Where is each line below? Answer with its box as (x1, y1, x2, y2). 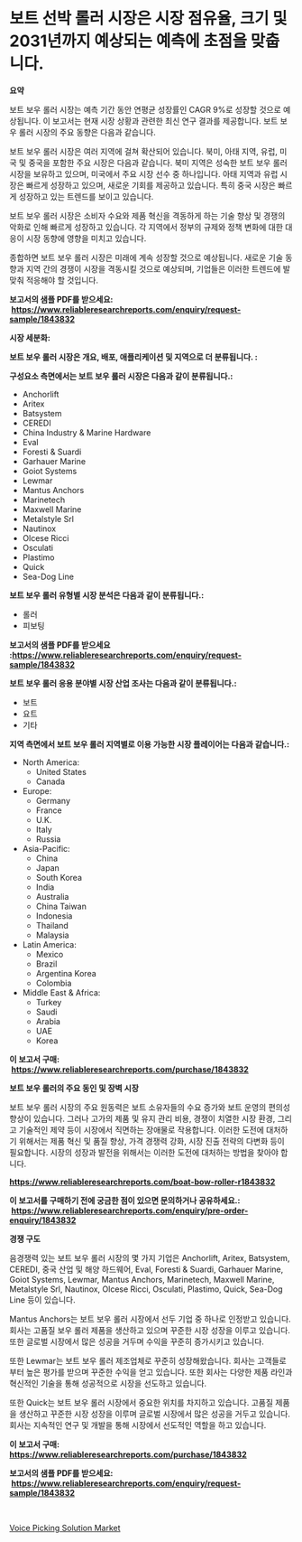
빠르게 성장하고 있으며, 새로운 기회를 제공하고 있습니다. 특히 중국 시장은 (25, 180, 277, 191)
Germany (35, 795, 70, 806)
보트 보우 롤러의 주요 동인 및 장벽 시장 (9, 1082, 140, 1093)
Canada (35, 776, 66, 787)
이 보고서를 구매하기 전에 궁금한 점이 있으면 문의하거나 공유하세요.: (9, 1194, 241, 1206)
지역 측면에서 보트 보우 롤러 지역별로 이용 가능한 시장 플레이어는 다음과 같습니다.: (9, 738, 290, 750)
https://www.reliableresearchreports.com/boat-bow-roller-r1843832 (9, 1176, 276, 1187)
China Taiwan (35, 901, 87, 911)
